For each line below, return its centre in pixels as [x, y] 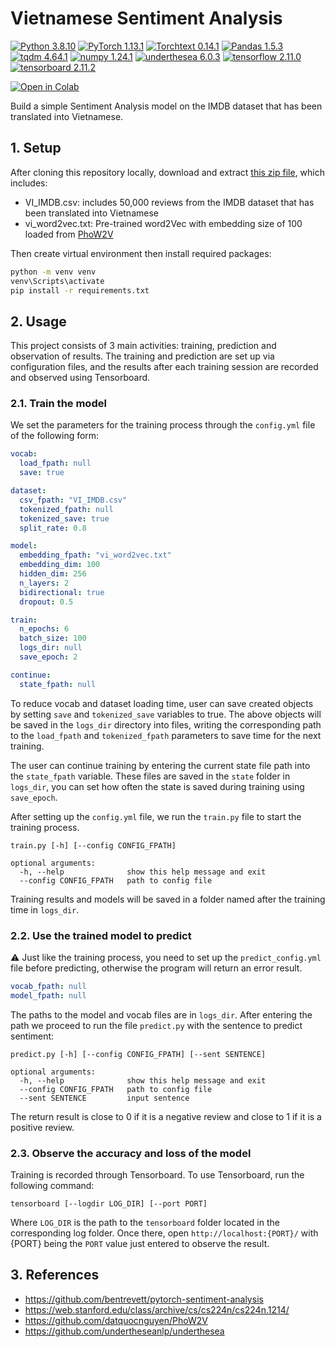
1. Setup [36, 148]
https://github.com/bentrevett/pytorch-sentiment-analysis [144, 1299]
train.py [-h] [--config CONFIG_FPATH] [93, 845]
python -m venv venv [53, 272]
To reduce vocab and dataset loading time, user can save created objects [162, 703]
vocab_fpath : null [48, 987]
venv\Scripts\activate [57, 281]
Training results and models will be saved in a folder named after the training [168, 899]
